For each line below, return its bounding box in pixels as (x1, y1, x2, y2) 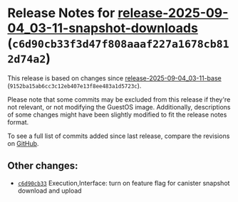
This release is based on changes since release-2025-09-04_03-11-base (7, 73, 222, 83)
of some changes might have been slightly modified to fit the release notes (7, 110, 227, 119)
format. (7, 117, 29, 126)
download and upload (17, 186, 82, 195)
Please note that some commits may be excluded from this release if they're (7, 95, 231, 104)
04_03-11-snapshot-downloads (7, 20, 198, 36)
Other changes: (7, 160, 78, 172)
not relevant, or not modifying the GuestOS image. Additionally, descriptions (7, 102, 231, 111)
